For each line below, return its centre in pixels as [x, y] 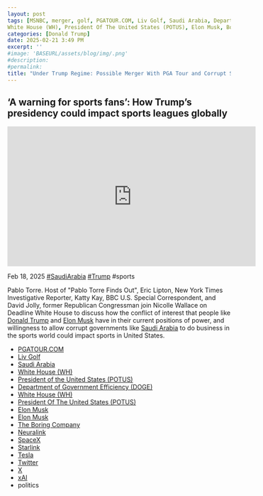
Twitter [28, 463]
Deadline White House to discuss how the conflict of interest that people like [119, 313]
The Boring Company [49, 425]
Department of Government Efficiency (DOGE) [85, 387]
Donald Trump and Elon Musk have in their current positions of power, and [116, 320]
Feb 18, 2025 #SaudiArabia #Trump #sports [71, 276]
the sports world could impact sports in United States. [86, 335]
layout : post [27, 14]
